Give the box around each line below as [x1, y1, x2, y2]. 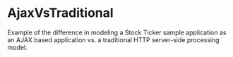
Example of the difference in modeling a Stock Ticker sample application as [7, 28, 227, 37]
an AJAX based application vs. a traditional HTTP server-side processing [7, 35, 220, 44]
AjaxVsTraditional [7, 5, 114, 21]
